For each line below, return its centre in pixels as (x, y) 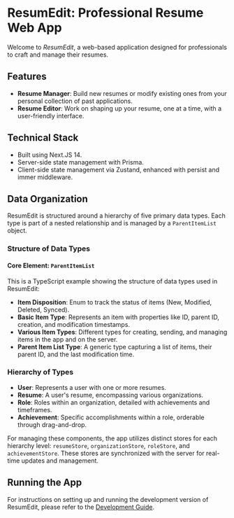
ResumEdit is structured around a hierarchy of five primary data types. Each (116, 216)
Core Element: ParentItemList (51, 265)
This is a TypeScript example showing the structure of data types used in (112, 281)
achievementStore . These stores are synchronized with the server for (106, 453)
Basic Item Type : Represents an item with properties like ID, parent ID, (118, 317)
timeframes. (35, 409)
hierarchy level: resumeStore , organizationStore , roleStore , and (98, 445)
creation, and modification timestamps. (74, 324)
